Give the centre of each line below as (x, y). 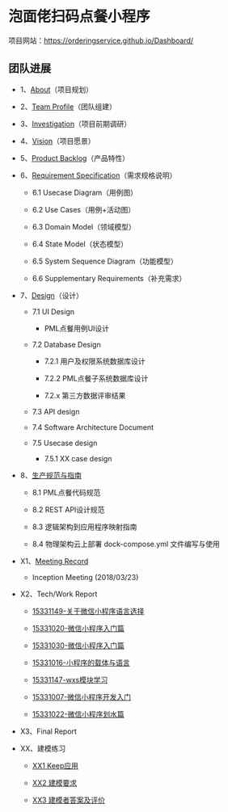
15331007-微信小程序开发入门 (82, 696)
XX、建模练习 (43, 748)
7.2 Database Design (66, 344)
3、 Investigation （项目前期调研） (76, 124)
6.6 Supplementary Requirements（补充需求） (109, 278)
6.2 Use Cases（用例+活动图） (84, 209)
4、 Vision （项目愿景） (57, 141)
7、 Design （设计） (51, 295)
